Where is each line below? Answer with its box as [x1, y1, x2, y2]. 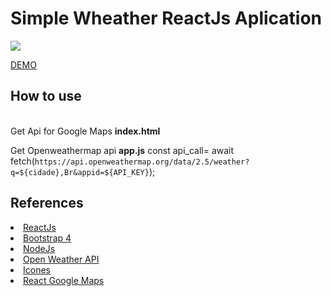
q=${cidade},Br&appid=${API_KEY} [10, 167, 150, 177]
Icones [23, 263, 51, 276]
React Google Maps [23, 274, 105, 286]
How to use [10, 88, 82, 105]
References [10, 195, 84, 212]
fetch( [10, 155, 35, 167]
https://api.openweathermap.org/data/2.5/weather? [34, 157, 250, 167]
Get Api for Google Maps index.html [10, 125, 161, 137]
